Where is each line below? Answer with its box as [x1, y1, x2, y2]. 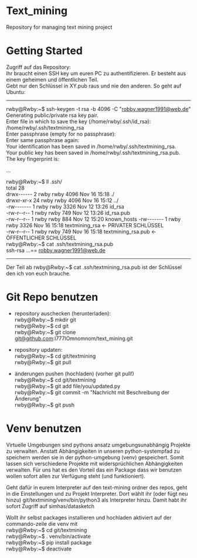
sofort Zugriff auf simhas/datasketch [6, 502, 95, 509]
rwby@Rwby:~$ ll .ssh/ [6, 178, 63, 185]
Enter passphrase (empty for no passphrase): [6, 130, 116, 137]
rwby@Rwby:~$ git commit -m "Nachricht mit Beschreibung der [14, 389, 170, 396]
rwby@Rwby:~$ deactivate [6, 545, 72, 552]
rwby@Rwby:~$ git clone [14, 328, 76, 335]
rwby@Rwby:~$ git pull [14, 358, 72, 365]
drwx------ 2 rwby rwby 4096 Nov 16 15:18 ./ [6, 190, 115, 197]
